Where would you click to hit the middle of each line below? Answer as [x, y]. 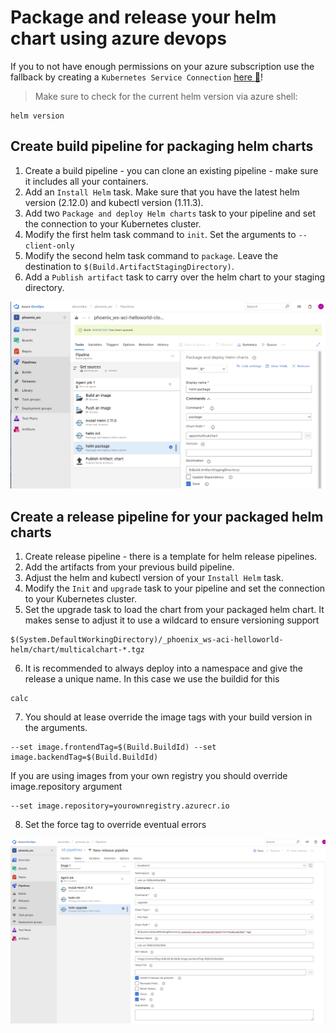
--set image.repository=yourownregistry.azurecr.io [120, 806]
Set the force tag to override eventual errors [115, 825]
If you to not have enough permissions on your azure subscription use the [162, 66]
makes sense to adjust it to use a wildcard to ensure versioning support [172, 620]
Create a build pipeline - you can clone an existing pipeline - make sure [171, 170]
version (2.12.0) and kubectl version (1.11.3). [114, 202]
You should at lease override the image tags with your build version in [168, 717]
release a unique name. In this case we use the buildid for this [152, 679]
